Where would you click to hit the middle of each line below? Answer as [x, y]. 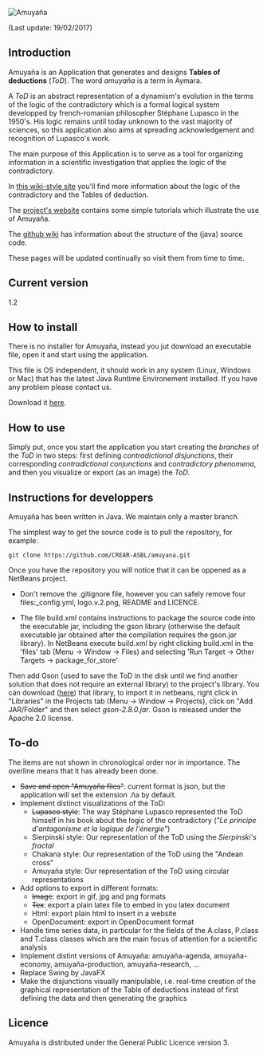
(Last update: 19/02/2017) [51, 28]
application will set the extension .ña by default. [98, 794]
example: [23, 541]
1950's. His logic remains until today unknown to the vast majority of [120, 121]
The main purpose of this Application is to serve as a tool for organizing [126, 154]
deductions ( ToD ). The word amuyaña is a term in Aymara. [105, 81]
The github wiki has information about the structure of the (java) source [126, 234]
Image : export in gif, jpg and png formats [98, 896]
